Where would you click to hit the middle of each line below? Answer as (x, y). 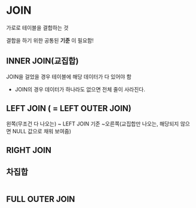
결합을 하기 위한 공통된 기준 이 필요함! (50, 40)
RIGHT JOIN (29, 150)
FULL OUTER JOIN (41, 199)
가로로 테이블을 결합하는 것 (37, 27)
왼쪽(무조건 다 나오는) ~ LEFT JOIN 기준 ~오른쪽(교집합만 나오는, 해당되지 (93, 124)
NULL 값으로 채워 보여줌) (42, 131)
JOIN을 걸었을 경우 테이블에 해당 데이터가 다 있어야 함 (69, 77)
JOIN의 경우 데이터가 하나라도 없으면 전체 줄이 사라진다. (80, 89)
